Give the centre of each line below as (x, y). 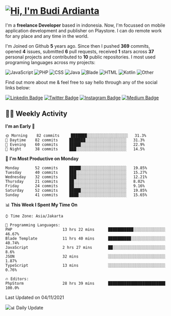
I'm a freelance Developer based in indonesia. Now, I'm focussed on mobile (85, 25)
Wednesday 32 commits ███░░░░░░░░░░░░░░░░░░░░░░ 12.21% (76, 177)
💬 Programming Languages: (33, 225)
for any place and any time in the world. (47, 36)
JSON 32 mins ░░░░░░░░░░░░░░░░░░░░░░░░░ (86, 256)
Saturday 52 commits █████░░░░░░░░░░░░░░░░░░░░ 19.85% (76, 190)
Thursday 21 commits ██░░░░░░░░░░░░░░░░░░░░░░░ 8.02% (75, 181)
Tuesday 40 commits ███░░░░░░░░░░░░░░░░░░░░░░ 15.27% (76, 172)
